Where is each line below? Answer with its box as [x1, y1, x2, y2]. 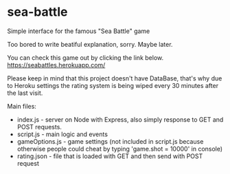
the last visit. [7, 89, 43, 97]
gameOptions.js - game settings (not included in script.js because [16, 137, 204, 145]
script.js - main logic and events [16, 130, 108, 138]
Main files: [7, 102, 36, 110]
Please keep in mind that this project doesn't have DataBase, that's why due [7, 74, 222, 83]
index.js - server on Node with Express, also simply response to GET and [16, 115, 224, 124]
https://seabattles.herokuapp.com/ [7, 61, 106, 69]
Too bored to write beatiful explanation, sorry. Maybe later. [7, 40, 173, 48]
